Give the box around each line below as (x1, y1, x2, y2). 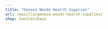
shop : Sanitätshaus (5, 16, 47, 21)
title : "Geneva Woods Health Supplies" (5, 7, 90, 12)
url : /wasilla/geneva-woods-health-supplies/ (5, 12, 103, 17)
